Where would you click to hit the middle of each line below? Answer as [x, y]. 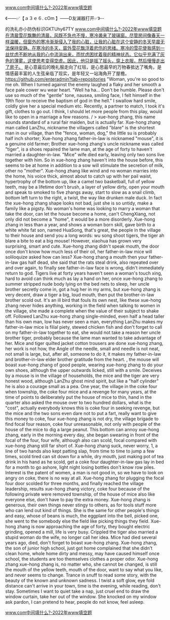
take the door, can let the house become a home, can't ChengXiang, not [80, 214]
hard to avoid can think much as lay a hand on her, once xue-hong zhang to [84, 279]
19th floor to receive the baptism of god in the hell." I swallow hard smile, [81, 101]
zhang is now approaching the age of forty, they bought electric [83, 526]
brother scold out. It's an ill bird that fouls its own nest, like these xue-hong [83, 300]
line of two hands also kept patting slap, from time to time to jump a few [80, 451]
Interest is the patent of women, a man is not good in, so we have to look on [84, 473]
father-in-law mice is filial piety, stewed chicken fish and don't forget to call [84, 327]
